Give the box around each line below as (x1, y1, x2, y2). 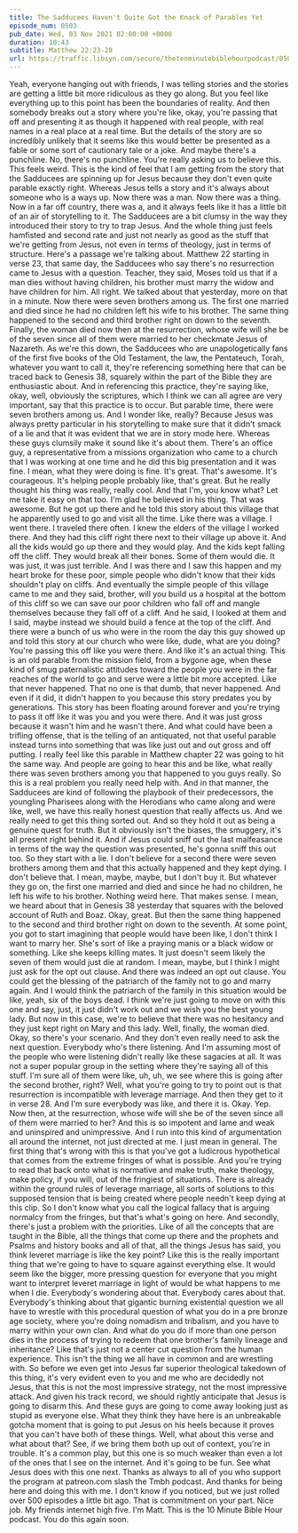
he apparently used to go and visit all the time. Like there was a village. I (9, 513, 272, 523)
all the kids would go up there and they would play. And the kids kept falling (9, 541, 286, 552)
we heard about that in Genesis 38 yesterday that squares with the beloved (9, 900, 284, 911)
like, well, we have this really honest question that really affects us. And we (9, 806, 283, 816)
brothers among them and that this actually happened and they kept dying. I (9, 863, 286, 873)
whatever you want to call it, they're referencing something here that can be (9, 362, 286, 372)
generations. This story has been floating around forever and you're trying (9, 702, 281, 712)
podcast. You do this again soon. (9, 1514, 129, 1524)
